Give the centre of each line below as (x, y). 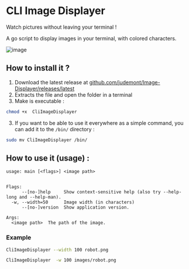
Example (19, 237)
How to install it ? (38, 68)
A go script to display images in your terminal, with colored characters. (91, 38)
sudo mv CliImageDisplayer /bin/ (47, 140)
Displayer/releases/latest (44, 88)
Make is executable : (39, 101)
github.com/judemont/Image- (125, 82)
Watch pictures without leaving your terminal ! (61, 27)
